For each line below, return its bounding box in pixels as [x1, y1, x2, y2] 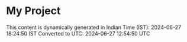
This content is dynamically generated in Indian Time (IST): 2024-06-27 [6, 24, 182, 31]
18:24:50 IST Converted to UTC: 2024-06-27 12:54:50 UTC [6, 30, 150, 37]
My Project [6, 4, 61, 18]
